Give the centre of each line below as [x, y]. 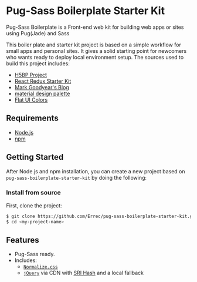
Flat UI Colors [31, 100]
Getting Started [35, 157]
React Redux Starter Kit [43, 81]
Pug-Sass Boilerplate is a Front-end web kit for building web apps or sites [95, 27]
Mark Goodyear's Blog [42, 87]
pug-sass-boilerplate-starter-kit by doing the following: [77, 177]
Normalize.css [40, 267]
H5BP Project [31, 75]
